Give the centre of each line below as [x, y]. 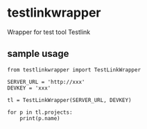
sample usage [38, 54]
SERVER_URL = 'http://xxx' [46, 82]
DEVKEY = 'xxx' [29, 88]
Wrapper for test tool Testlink [49, 32]
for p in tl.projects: [40, 112]
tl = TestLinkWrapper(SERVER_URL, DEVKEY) [69, 100]
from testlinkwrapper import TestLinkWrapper [74, 70]
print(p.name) [40, 118]
